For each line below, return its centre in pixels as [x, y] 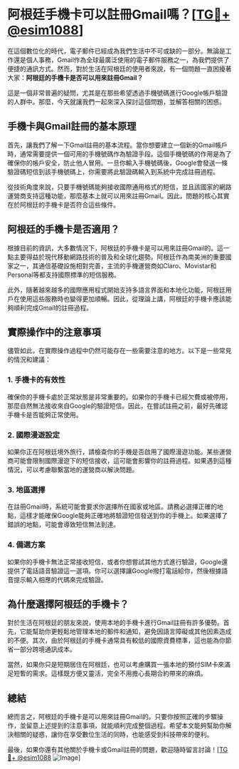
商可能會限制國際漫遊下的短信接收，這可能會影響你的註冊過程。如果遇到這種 [119, 460]
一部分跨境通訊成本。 [44, 649]
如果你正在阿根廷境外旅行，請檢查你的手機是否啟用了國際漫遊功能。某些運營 [119, 452]
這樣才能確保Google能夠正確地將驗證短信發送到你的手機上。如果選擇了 [124, 516]
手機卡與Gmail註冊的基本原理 [72, 127]
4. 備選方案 [26, 545]
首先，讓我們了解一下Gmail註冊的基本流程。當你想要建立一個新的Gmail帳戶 [117, 145]
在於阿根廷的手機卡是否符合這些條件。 [63, 205]
